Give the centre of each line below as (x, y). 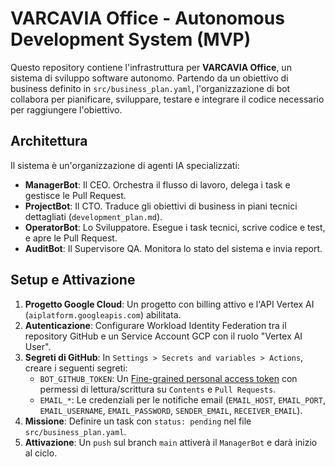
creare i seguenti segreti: (76, 368)
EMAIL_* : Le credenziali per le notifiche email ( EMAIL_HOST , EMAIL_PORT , (182, 399)
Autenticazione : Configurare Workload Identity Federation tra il (155, 325)
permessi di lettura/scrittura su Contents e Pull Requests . (158, 389)
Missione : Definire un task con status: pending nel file (138, 421)
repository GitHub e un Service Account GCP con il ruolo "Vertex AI (163, 336)
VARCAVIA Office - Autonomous (147, 18)
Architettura (49, 141)
